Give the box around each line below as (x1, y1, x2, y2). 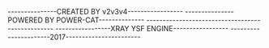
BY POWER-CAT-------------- (45, 15, 145, 25)
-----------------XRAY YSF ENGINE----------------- (55, 24, 228, 33)
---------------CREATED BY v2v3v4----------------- (7, 7, 184, 16)
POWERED (7, 15, 44, 25)
